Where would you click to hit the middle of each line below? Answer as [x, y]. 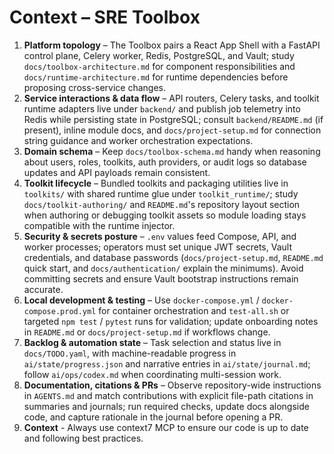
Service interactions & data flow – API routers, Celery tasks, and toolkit [171, 98]
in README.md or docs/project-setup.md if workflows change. [147, 332]
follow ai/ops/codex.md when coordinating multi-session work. [152, 374]
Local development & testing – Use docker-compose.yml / [141, 300]
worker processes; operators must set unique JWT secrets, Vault [157, 247]
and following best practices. [83, 438]
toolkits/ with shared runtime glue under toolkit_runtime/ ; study [161, 193]
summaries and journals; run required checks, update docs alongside [166, 406]
